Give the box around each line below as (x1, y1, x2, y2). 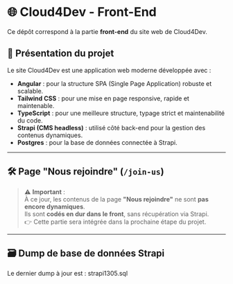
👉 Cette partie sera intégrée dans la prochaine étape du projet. (24, 218, 207, 226)
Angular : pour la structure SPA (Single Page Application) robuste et (17, 79, 212, 87)
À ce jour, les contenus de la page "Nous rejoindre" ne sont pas (24, 195, 209, 203)
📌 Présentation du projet (7, 48, 114, 60)
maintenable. (17, 101, 55, 109)
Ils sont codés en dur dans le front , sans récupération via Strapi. (24, 209, 209, 218)
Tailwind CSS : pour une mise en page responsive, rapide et (17, 94, 189, 103)
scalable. (17, 87, 44, 95)
